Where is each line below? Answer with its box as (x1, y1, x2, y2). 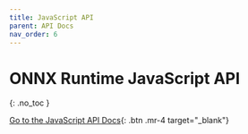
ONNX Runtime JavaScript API (9, 68, 240, 88)
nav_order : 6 (9, 29, 58, 38)
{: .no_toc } (9, 97, 50, 108)
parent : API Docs (9, 21, 74, 30)
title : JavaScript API (9, 13, 94, 22)
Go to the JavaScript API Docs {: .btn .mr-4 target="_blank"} (9, 115, 230, 126)
